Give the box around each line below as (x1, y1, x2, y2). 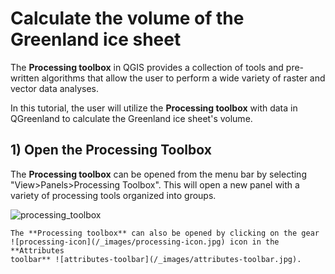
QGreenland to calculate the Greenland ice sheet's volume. (10, 112, 253, 124)
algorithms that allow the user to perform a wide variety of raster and (41, 72, 326, 84)
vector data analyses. (10, 82, 99, 94)
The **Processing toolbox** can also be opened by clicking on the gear (10, 228, 320, 238)
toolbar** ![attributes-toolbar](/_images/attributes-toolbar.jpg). (10, 254, 302, 264)
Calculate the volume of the (10, 7, 245, 30)
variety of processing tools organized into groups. (10, 189, 217, 201)
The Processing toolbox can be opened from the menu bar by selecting (10, 168, 307, 180)
